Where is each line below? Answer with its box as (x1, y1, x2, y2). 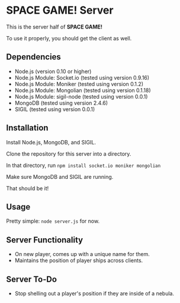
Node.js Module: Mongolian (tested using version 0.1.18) (14, 87, 151, 94)
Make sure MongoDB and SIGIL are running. (6, 173, 114, 180)
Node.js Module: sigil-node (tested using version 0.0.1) (14, 93, 148, 100)
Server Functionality (6, 235, 83, 245)
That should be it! (6, 185, 49, 192)
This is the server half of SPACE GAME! (6, 23, 102, 30)
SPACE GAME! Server (6, 4, 114, 17)
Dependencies (6, 52, 61, 62)
